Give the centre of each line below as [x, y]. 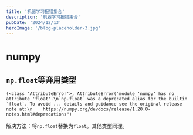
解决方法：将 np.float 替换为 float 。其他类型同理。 [67, 126]
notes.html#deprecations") [39, 114]
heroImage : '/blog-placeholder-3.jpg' [53, 28]
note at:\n [19, 109]
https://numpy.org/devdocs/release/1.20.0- [97, 109]
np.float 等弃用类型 [41, 80]
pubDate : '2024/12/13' [34, 22]
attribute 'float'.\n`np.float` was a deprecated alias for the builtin [97, 99]
